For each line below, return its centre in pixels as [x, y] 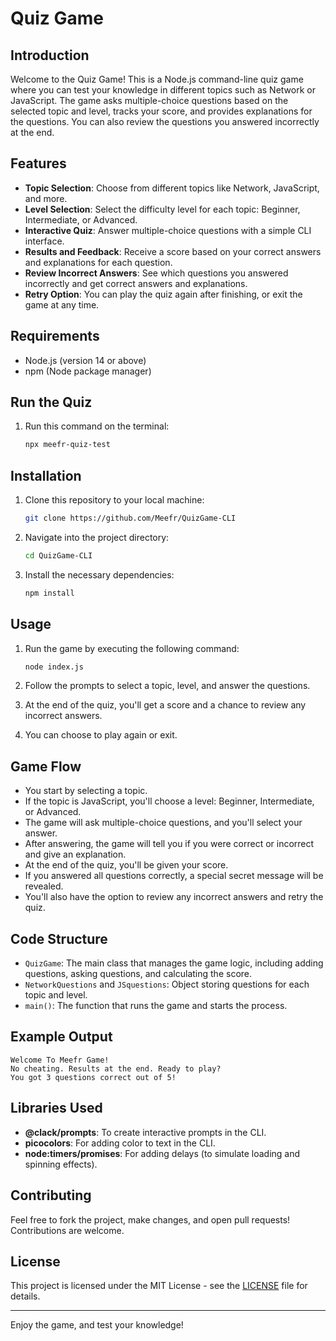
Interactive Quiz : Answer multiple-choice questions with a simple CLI [168, 230]
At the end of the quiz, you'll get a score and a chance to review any [165, 705]
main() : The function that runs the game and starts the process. [156, 1006]
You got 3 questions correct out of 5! [93, 1077]
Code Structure [59, 938]
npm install [49, 593]
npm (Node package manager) [88, 371]
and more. [46, 198]
